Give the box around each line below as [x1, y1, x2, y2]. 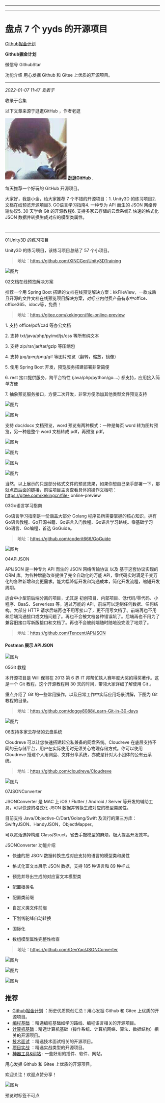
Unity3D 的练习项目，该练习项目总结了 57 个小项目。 [5, 248, 112, 254]
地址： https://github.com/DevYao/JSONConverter [17, 947, 118, 953]
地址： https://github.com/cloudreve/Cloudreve [17, 768, 112, 774]
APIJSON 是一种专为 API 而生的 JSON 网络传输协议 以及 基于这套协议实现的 [5, 566, 159, 572]
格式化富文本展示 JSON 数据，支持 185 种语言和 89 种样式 [12, 863, 130, 869]
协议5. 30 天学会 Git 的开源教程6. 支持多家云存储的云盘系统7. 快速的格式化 [9, 208, 159, 214]
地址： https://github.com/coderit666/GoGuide [17, 536, 111, 542]
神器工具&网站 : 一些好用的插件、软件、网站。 [12, 1051, 105, 1057]
